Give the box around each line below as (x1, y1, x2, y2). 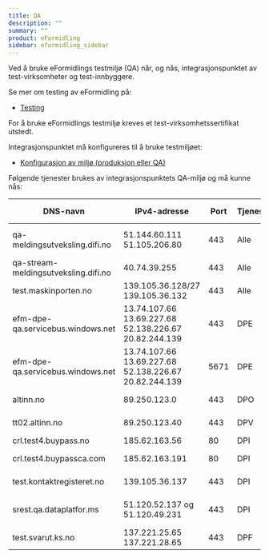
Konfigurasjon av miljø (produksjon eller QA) (19, 157, 166, 168)
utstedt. (8, 127, 34, 137)
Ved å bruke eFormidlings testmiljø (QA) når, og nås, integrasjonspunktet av (8, 63, 258, 73)
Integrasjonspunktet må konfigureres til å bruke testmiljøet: (8, 142, 203, 152)
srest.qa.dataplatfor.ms (12, 504, 99, 516)
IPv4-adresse (134, 205, 190, 217)
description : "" (8, 19, 62, 27)
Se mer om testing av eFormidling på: (8, 87, 132, 97)
